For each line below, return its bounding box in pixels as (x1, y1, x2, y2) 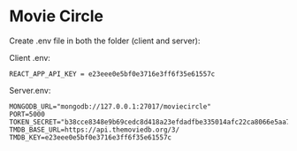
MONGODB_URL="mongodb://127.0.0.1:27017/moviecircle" (9, 102, 212, 111)
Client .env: (9, 52, 51, 63)
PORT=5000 (9, 109, 46, 118)
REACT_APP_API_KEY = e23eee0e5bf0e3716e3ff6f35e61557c (9, 69, 216, 79)
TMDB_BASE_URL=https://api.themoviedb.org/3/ (9, 125, 179, 134)
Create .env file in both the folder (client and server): (9, 35, 201, 46)
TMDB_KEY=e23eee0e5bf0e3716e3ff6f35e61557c (9, 132, 172, 142)
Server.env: (9, 85, 51, 95)
